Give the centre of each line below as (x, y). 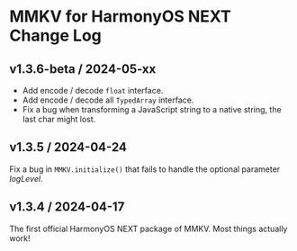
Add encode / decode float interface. (93, 90)
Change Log (55, 36)
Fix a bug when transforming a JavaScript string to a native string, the (152, 109)
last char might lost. (59, 119)
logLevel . (26, 178)
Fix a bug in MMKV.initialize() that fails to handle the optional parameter (145, 169)
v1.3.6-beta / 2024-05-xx (83, 69)
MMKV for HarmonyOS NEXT (121, 17)
